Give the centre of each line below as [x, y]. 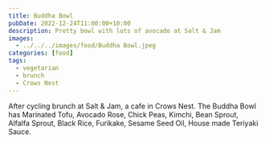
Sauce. [20, 131]
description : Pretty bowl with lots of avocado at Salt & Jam [114, 31]
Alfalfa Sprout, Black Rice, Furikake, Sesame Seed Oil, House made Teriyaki [133, 123]
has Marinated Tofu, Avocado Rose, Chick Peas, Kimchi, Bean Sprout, [124, 114]
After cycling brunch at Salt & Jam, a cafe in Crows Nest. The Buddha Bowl [132, 106]
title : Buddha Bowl [41, 16]
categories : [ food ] [41, 53]
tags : [17, 61]
